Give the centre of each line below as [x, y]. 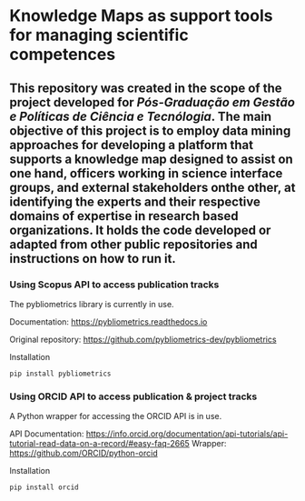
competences [63, 55]
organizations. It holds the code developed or [140, 230]
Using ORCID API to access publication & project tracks [133, 396]
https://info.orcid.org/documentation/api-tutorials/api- [187, 434]
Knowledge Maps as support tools [141, 16]
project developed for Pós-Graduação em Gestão [152, 102]
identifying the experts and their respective [135, 201]
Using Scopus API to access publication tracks [114, 285]
